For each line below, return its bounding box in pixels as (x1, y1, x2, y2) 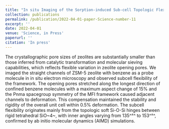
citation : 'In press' (5, 40, 51, 45)
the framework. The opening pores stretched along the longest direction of (5, 80, 160, 86)
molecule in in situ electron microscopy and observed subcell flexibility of (5, 75, 158, 81)
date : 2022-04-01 (5, 26, 42, 31)
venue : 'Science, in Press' (5, 31, 64, 36)
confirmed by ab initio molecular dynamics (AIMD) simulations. (5, 117, 136, 123)
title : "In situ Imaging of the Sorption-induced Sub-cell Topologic (5, 7, 154, 13)
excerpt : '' (5, 21, 30, 27)
